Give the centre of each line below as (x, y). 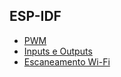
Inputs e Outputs (58, 51)
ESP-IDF (35, 16)
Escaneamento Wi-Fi (67, 61)
